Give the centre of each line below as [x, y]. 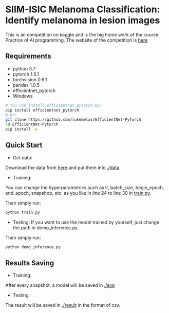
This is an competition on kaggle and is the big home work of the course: [83, 34]
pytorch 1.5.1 [26, 74]
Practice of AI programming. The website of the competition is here [77, 40]
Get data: [22, 157]
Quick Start [24, 145]
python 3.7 [24, 68]
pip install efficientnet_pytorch [42, 110]
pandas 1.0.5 [26, 85]
